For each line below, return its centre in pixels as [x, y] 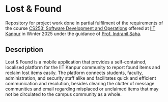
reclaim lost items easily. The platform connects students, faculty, [74, 73]
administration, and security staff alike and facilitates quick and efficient [81, 78]
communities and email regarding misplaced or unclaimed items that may [82, 89]
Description [24, 49]
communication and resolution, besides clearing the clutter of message [80, 83]
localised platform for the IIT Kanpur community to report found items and [83, 67]
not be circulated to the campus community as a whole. [64, 94]
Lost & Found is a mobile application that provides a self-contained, [76, 62]
